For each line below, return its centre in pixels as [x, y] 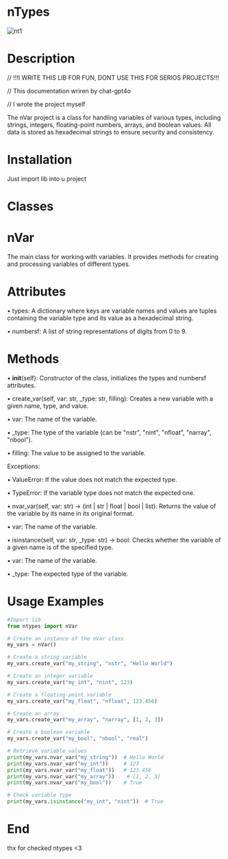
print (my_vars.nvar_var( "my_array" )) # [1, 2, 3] [84, 776]
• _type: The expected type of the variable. [68, 574]
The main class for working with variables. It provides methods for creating [113, 256]
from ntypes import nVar [42, 626]
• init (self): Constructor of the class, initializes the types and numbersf [107, 378]
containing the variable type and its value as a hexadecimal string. [100, 318]
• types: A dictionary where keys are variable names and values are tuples [112, 311]
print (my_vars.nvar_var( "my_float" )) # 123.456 [79, 770]
